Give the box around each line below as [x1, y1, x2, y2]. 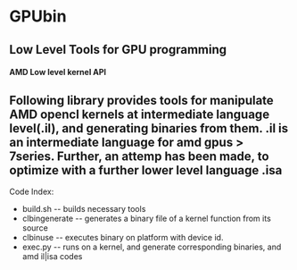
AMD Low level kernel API [9, 67, 107, 78]
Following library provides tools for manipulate [9, 92, 274, 108]
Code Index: [9, 186, 54, 197]
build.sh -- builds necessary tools [21, 203, 146, 214]
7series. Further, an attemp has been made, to [9, 148, 269, 164]
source [21, 222, 49, 233]
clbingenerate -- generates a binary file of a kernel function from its [21, 213, 272, 224]
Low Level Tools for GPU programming [9, 42, 227, 57]
